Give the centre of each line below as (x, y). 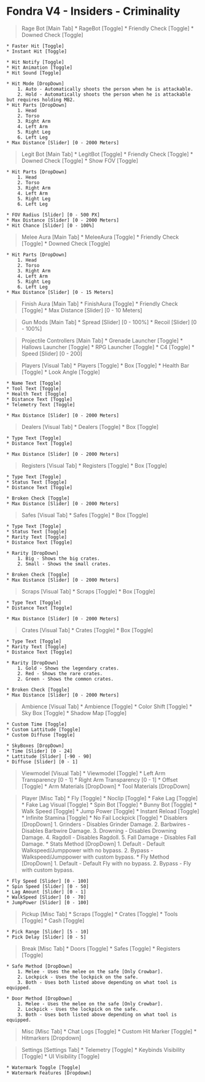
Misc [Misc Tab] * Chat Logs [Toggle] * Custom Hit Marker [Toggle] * (109, 1031)
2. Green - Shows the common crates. (66, 679)
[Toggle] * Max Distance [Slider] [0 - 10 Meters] (82, 310)
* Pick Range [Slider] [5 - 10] (48, 932)
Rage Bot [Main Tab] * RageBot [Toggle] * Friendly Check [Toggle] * (108, 28)
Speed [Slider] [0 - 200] (52, 354)
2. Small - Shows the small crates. (64, 564)
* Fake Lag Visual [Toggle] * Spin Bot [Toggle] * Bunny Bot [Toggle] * (109, 805)
